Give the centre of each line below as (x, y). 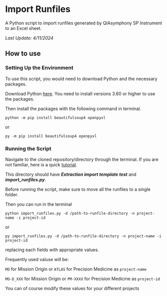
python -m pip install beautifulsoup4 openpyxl (56, 118)
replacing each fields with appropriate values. (52, 250)
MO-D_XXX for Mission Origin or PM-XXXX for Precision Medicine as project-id (83, 279)
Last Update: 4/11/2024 (29, 38)
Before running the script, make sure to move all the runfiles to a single (78, 189)
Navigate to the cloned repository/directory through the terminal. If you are (82, 159)
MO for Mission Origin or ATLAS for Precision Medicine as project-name (76, 269)
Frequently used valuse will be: (37, 259)
